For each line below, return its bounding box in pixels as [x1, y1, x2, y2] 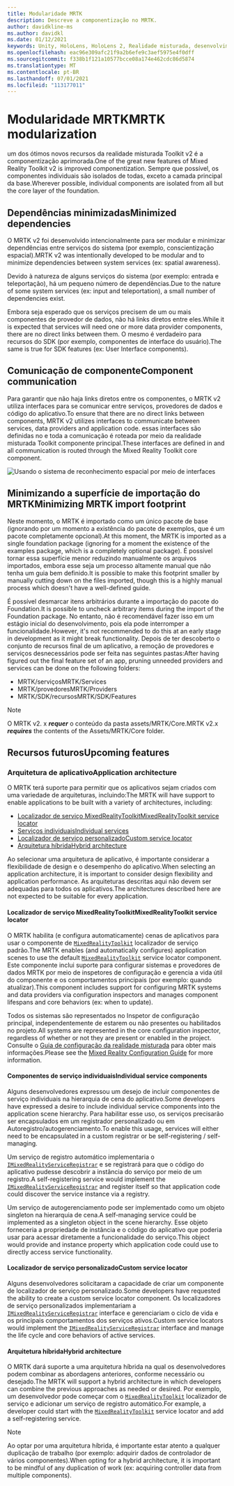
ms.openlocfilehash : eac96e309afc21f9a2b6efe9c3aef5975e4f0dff [7, 50, 195, 57]
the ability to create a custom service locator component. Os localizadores [7, 1293, 221, 1302]
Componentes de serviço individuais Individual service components [7, 1072, 208, 1080]
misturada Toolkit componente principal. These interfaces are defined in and [7, 439, 225, 447]
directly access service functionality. [7, 1247, 113, 1256]
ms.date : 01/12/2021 [7, 36, 68, 43]
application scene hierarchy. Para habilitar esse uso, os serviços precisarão [7, 1109, 224, 1118]
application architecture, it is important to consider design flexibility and [7, 870, 213, 878]
